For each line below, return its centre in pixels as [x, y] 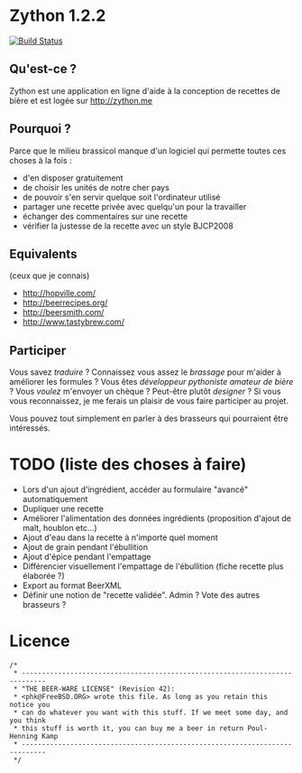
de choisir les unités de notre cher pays [96, 187]
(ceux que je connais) [50, 275]
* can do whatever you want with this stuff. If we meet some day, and [151, 713]
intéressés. [30, 428]
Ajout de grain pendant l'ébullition [85, 547]
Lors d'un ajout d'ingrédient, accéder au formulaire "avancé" [135, 489]
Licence [40, 641]
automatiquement [55, 499]
